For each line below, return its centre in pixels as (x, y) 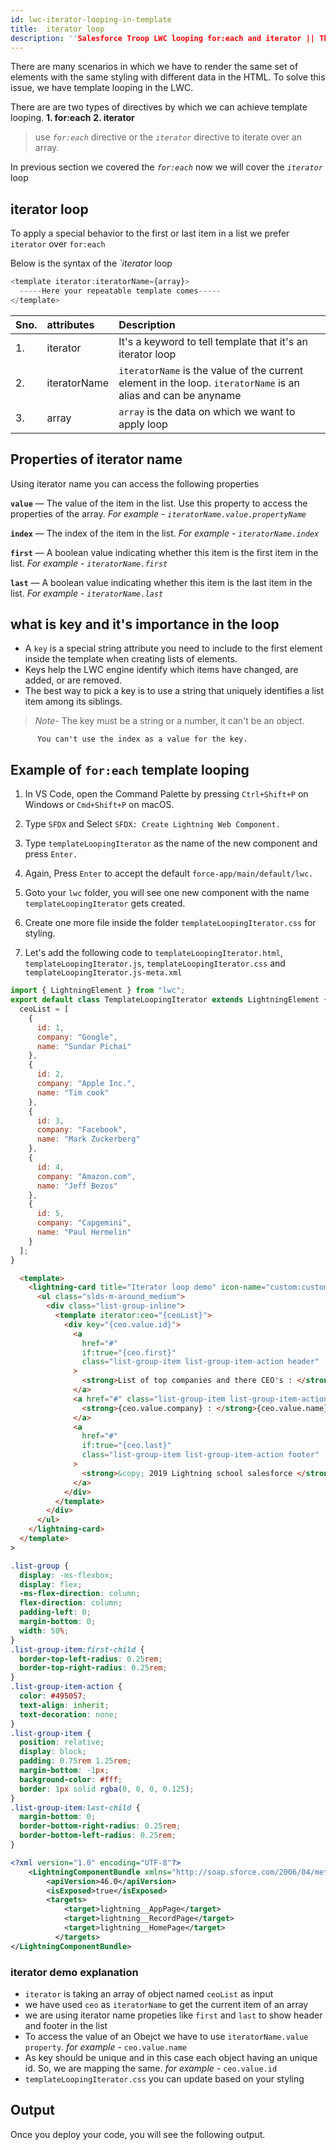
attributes (70, 324)
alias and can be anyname (180, 395)
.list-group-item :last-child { (75, 1807)
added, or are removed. (73, 680)
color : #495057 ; (53, 1696)
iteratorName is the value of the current (211, 370)
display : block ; (53, 1752)
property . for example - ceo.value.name (106, 2047)
